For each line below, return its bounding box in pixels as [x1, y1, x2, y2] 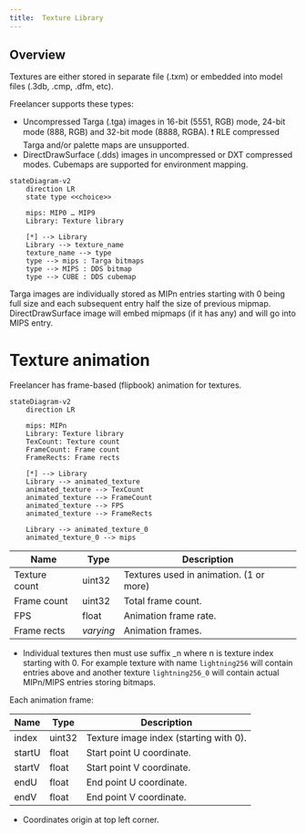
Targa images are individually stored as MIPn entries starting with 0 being [9, 288, 285, 299]
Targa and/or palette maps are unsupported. [22, 140, 189, 151]
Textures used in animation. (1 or [123, 568, 265, 581]
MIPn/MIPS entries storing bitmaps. [22, 677, 157, 688]
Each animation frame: [9, 694, 94, 705]
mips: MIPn [25, 422, 67, 431]
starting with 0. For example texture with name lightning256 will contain [22, 658, 293, 669]
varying [81, 624, 116, 637]
